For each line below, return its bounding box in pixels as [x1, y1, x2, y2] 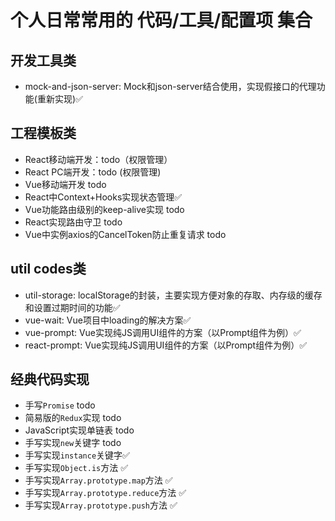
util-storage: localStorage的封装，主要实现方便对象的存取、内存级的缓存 [24, 289, 323, 301]
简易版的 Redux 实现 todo [24, 412, 122, 424]
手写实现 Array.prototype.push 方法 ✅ [24, 499, 178, 511]
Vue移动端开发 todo [24, 178, 107, 190]
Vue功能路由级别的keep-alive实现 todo [24, 203, 185, 215]
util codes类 [10, 261, 87, 278]
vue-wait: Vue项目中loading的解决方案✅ [24, 314, 192, 326]
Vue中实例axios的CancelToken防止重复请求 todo [24, 228, 227, 240]
